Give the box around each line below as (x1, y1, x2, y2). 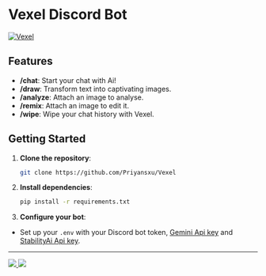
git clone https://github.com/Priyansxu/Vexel (19, 168, 177, 176)
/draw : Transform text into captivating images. (19, 84, 172, 93)
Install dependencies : (19, 183, 93, 192)
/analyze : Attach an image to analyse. (19, 93, 144, 102)
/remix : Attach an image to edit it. (19, 100, 129, 110)
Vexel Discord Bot (8, 6, 127, 24)
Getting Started (8, 132, 86, 146)
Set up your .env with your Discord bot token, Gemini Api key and (19, 228, 234, 237)
